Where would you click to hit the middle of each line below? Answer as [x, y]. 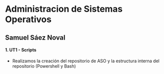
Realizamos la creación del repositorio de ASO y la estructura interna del [86, 61]
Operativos [28, 19]
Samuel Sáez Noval [35, 37]
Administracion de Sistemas [64, 9]
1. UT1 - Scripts [21, 50]
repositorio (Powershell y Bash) [44, 66]
